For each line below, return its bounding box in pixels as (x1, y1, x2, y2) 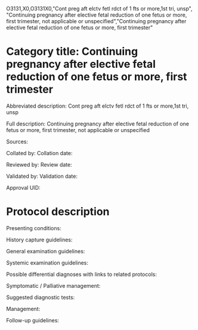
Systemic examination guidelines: (6, 259, 88, 266)
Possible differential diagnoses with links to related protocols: (6, 271, 157, 278)
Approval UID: (6, 184, 41, 191)
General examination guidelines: (6, 247, 85, 254)
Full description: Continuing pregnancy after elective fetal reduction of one (6, 120, 190, 127)
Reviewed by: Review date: (6, 161, 73, 168)
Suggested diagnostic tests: (6, 294, 75, 301)
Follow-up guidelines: (6, 316, 60, 323)
